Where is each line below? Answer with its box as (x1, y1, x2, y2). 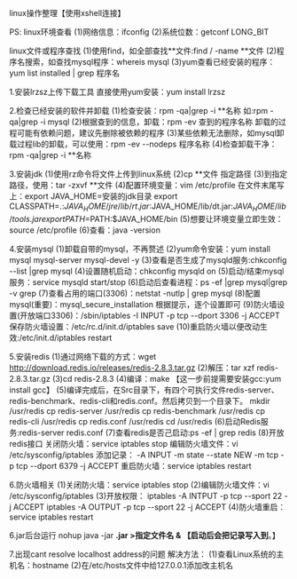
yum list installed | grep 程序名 (9, 67, 120, 78)
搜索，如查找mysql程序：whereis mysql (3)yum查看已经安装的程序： (24, 57, 276, 67)
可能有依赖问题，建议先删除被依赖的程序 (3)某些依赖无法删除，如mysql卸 (16, 128, 285, 138)
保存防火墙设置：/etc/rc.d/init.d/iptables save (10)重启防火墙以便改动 (9, 321, 261, 331)
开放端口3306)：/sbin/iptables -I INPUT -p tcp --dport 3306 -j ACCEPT (20, 310, 281, 321)
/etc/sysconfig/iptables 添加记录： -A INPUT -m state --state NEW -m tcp (9, 449, 279, 460)
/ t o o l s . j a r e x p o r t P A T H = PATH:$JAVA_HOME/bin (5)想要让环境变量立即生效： (9, 213, 284, 224)
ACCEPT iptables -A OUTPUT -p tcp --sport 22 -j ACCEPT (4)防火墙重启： (12, 501, 286, 512)
